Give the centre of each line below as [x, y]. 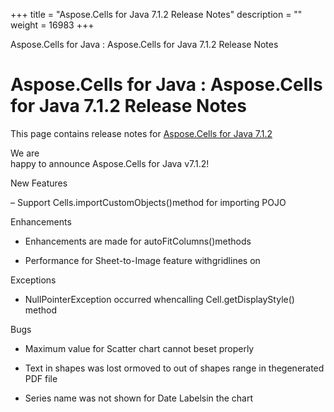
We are [25, 153]
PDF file [41, 378]
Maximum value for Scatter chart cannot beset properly [139, 348]
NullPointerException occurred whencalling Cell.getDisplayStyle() [159, 299]
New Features [39, 183]
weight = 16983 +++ [52, 25]
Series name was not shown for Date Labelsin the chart [138, 398]
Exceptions [33, 280]
